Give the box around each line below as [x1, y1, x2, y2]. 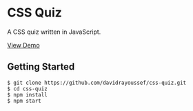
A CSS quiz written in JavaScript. [7, 28, 101, 36]
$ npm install [7, 91, 48, 98]
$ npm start [7, 97, 41, 104]
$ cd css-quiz [7, 85, 48, 92]
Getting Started [7, 61, 75, 73]
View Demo [7, 41, 40, 49]
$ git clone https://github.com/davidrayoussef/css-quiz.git [7, 79, 187, 86]
